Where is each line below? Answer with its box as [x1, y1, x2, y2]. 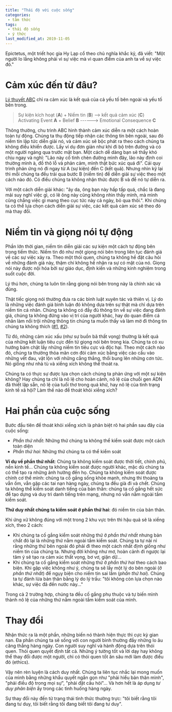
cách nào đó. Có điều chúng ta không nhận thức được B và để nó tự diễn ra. [5, 176, 166, 183]
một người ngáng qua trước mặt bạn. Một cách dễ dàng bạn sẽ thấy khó [5, 149, 158, 155]
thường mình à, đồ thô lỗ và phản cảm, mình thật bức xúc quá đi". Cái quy [5, 160, 161, 166]
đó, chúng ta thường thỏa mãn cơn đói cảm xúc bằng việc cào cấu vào [5, 349, 155, 355]
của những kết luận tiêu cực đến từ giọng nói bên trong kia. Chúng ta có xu [5, 339, 164, 345]
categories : [5, 12, 31, 17]
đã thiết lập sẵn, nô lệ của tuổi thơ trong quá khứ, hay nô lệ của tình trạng [5, 381, 160, 387]
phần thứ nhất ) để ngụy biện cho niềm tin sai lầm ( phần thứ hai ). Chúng [12, 570, 165, 576]
